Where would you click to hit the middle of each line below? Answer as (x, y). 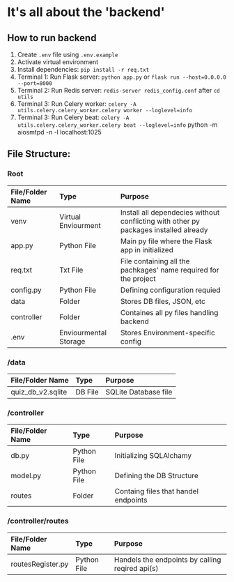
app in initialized (147, 250)
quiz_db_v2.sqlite (39, 392)
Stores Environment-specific (168, 332)
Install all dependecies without (170, 212)
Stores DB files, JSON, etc (163, 301)
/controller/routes (38, 521)
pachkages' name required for (170, 270)
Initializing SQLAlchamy (153, 456)
